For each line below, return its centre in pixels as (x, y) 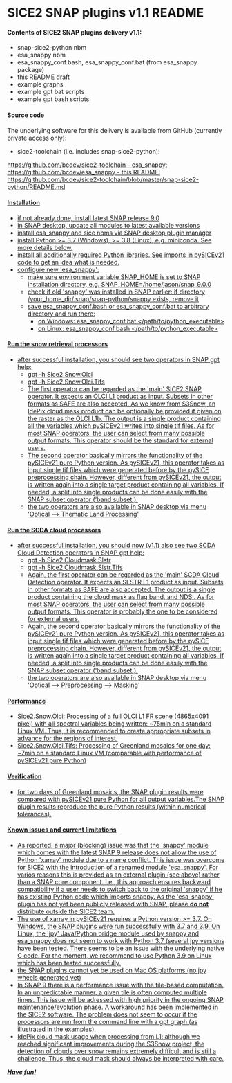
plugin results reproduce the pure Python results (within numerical (111, 806)
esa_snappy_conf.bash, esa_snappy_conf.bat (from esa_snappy (107, 62)
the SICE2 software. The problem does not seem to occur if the (107, 1014)
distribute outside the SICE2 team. (66, 911)
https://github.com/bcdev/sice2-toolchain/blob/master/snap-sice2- (103, 179)
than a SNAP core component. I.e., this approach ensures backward (114, 881)
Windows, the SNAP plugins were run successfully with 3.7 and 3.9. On (118, 926)
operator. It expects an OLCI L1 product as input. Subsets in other (120, 396)
